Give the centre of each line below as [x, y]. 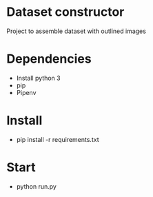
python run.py [36, 186]
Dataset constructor [65, 12]
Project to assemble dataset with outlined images [76, 31]
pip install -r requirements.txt [58, 139]
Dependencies [49, 59]
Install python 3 [38, 78]
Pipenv [26, 92]
